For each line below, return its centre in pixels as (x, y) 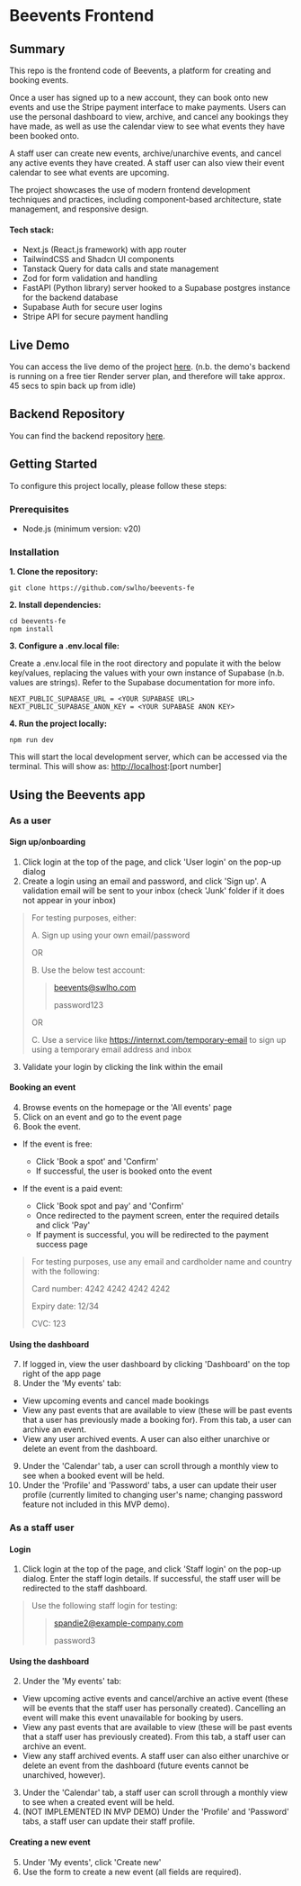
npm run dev (31, 740)
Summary (37, 49)
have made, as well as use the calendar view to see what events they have (147, 126)
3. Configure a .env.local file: (64, 646)
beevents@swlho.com (95, 987)
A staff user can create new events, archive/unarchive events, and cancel (145, 153)
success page (62, 1244)
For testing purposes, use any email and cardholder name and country (161, 1261)
